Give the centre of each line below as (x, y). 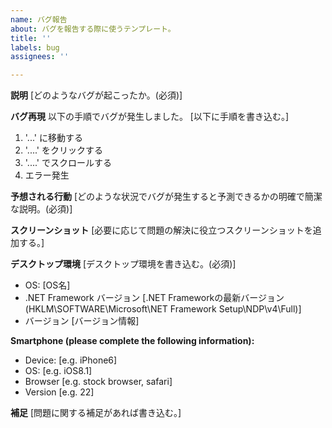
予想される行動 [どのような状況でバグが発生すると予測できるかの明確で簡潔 (166, 197)
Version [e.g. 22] (59, 392)
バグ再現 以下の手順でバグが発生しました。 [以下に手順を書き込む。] (150, 117)
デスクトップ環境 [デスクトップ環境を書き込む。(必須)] (123, 264)
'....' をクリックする (63, 150)
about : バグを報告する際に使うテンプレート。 (93, 29)
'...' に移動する (53, 138)
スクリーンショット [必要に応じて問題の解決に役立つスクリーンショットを (161, 230)
